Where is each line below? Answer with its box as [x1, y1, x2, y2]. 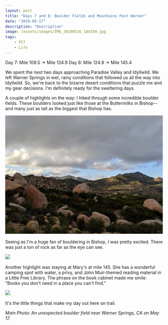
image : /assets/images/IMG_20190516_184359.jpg [5, 29, 106, 35]
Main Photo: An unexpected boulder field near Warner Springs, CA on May [5, 309, 159, 315]
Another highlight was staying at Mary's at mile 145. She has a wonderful [5, 264, 155, 270]
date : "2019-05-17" [5, 19, 46, 24]
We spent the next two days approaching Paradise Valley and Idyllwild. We [5, 69, 159, 75]
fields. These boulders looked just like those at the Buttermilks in [5, 100, 138, 106]
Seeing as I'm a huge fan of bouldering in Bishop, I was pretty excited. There [5, 238, 163, 245]
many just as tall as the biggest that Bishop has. [14, 105, 112, 111]
